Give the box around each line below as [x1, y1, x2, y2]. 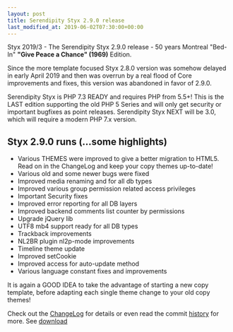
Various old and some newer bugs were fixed [17, 170, 150, 178]
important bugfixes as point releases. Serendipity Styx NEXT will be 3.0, [7, 107, 217, 117]
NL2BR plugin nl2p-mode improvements [17, 237, 135, 246]
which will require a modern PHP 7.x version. [7, 115, 137, 124]
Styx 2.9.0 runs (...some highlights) [7, 136, 167, 148]
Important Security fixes [17, 192, 88, 201]
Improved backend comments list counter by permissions [17, 207, 185, 215]
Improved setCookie [17, 252, 77, 261]
